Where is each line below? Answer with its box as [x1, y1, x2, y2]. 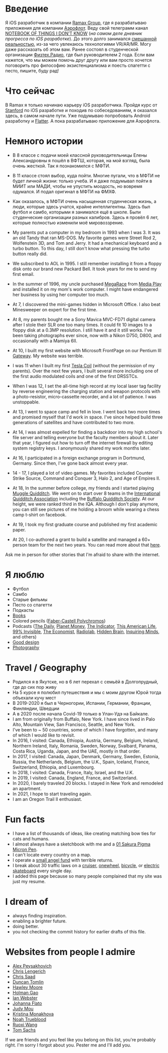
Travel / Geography [5, 662, 87, 673]
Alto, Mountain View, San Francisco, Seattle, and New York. [12, 721, 135, 727]
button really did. [12, 251, 48, 257]
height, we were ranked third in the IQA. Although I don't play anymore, [12, 501, 159, 507]
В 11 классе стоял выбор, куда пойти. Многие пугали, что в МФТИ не [12, 172, 160, 178]
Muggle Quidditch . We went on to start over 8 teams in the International [12, 490, 160, 496]
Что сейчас [5, 85, 55, 97]
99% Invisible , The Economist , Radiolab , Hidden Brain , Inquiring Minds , [12, 628, 159, 635]
